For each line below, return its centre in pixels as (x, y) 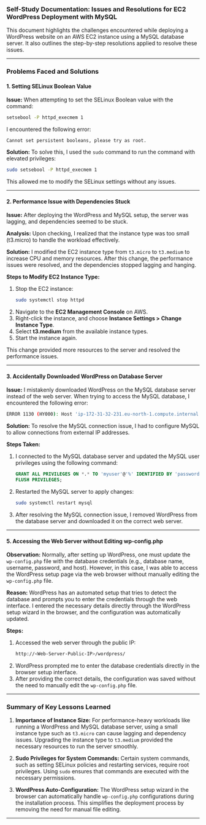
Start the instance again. (46, 338)
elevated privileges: (31, 159)
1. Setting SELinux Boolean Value (49, 86)
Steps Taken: (24, 444)
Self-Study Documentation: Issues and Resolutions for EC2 (96, 9)
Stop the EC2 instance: (44, 289)
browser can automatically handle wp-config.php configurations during (105, 796)
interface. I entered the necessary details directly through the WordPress (98, 606)
